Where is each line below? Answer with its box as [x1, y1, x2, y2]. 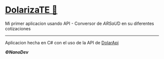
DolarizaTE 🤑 [5, 4, 58, 16]
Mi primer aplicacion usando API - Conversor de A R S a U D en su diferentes [5, 20, 155, 26]
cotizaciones [5, 25, 31, 31]
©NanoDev [5, 49, 29, 55]
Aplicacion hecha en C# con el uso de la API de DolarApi [5, 39, 119, 45]
